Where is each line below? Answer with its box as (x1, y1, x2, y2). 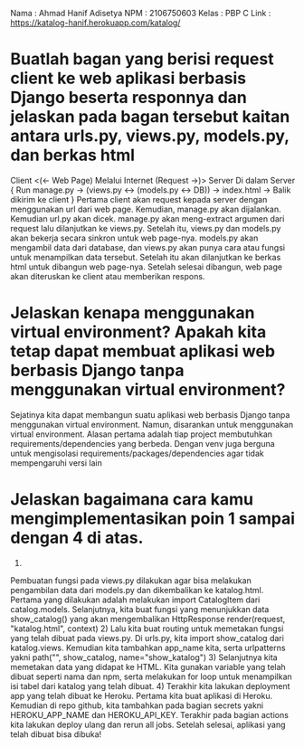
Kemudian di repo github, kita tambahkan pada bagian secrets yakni (10, 700, 264, 711)
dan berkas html (10, 145, 135, 165)
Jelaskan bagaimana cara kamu (10, 489, 254, 510)
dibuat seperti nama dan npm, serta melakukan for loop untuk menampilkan (10, 671, 292, 682)
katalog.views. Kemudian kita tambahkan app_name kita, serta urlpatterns (10, 642, 286, 653)
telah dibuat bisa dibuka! (10, 728, 102, 740)
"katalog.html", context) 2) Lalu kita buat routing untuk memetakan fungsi (10, 623, 284, 634)
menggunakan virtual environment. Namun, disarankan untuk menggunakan (10, 419, 293, 430)
